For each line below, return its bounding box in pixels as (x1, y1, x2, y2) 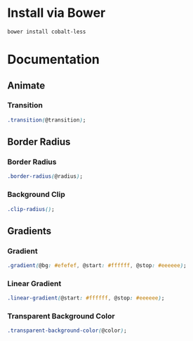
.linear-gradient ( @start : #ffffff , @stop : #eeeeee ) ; (7, 295, 165, 302)
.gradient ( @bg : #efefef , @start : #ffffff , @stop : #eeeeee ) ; (7, 262, 187, 269)
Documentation (7, 51, 100, 67)
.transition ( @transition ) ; (7, 116, 86, 124)
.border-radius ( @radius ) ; (7, 173, 83, 180)
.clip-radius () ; (7, 205, 55, 212)
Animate (7, 79, 46, 91)
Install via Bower (7, 5, 106, 21)
